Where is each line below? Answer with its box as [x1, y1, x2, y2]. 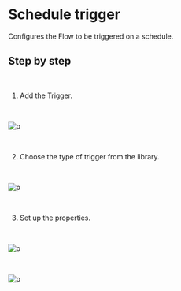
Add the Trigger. [19, 91, 73, 100]
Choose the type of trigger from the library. [19, 151, 160, 161]
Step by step [8, 54, 72, 68]
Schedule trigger [8, 6, 120, 24]
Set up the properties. [19, 213, 90, 222]
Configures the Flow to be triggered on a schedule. [8, 32, 174, 41]
